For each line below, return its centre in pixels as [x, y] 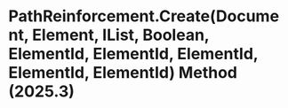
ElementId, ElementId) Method [123, 73]
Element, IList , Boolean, [120, 35]
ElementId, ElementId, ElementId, [133, 54]
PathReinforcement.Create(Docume [144, 16]
